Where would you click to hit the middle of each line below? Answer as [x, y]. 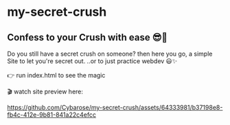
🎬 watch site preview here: [45, 91]
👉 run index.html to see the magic [56, 75]
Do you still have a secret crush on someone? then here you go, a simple [110, 54]
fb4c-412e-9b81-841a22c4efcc [51, 115]
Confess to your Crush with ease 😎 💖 [88, 37]
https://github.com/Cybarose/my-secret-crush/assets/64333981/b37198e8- [115, 107]
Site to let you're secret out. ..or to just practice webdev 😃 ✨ [92, 61]
